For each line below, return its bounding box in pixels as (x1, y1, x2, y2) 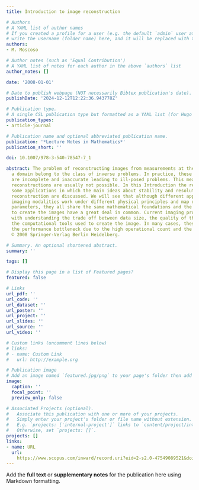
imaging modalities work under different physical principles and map (11, 199, 190, 205)
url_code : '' (6, 296, 38, 302)
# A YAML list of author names (6, 25, 84, 31)
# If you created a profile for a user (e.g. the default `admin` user (6, 30, 187, 36)
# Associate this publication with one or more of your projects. (6, 411, 179, 417)
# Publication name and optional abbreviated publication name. (6, 133, 168, 139)
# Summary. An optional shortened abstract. (6, 242, 118, 249)
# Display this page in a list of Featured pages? (6, 269, 134, 275)
